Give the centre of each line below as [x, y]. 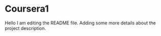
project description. [26, 28]
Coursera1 [27, 9]
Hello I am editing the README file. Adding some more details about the [80, 23]
